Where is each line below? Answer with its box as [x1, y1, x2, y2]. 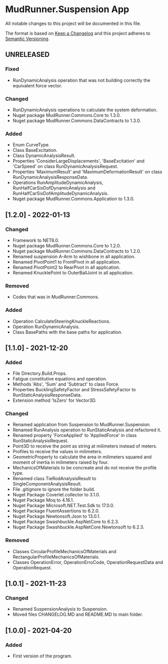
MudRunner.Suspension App [5, 4, 130, 15]
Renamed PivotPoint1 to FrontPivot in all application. [12, 259, 121, 265]
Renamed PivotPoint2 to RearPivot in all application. [12, 264, 120, 270]
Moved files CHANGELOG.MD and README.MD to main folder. [12, 611, 143, 618]
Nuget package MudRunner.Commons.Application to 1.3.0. [12, 196, 135, 202]
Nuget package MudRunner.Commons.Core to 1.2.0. [12, 242, 121, 248]
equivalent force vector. [12, 82, 62, 88]
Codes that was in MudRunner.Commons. [12, 294, 100, 300]
